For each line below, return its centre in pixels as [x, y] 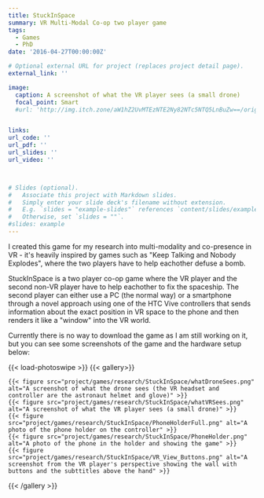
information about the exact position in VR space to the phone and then [124, 312]
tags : [17, 30]
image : [19, 87]
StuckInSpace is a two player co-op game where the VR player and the [123, 278]
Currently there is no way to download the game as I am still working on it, [128, 335]
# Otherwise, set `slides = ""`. [66, 217]
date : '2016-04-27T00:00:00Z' [58, 52]
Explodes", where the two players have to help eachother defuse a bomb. [127, 263]
